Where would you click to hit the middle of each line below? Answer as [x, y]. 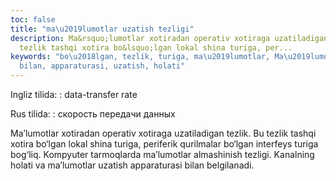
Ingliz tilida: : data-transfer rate [74, 94]
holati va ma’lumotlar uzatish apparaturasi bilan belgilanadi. [132, 165]
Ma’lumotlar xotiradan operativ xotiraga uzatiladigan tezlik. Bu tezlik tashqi [163, 133]
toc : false [33, 19]
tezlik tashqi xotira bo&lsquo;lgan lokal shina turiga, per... [156, 47]
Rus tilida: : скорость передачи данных [93, 114]
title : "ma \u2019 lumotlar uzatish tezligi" [102, 29]
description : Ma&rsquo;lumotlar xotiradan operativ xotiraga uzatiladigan [169, 38]
